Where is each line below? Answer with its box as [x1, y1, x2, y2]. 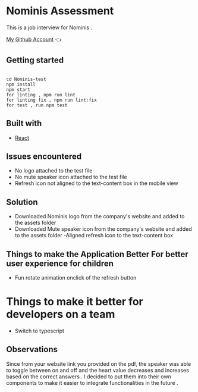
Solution [6, 197, 38, 207]
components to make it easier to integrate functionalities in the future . [6, 379, 178, 386]
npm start [6, 86, 31, 93]
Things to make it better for [6, 295, 144, 309]
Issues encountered [6, 151, 82, 161]
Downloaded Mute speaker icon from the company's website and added [14, 225, 192, 233]
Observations [6, 344, 58, 355]
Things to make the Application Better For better [6, 249, 188, 259]
